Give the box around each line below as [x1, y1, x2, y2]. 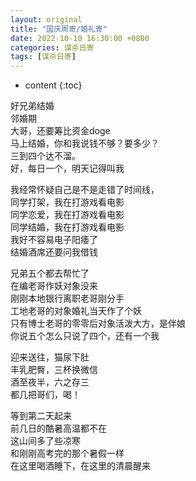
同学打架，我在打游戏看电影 [10, 196, 125, 208]
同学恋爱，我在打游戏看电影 [10, 209, 125, 221]
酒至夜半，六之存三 [10, 376, 90, 388]
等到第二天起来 [10, 410, 72, 422]
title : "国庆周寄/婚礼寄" [10, 24, 108, 34]
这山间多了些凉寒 [10, 435, 81, 447]
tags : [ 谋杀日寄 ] [10, 52, 77, 62]
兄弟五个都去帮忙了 [10, 267, 90, 280]
